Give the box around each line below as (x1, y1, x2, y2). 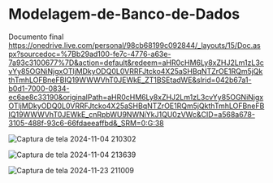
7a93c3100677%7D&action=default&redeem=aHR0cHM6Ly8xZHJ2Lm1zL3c (8, 58, 264, 68)
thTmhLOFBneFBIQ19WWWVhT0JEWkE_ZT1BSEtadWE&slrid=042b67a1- (8, 75, 252, 85)
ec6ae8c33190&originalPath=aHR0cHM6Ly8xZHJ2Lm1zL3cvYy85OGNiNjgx (8, 92, 264, 102)
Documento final (8, 32, 64, 41)
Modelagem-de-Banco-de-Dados (8, 5, 240, 24)
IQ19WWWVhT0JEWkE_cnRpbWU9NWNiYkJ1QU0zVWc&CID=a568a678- (8, 109, 256, 119)
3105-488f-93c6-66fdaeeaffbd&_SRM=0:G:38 (8, 118, 164, 128)
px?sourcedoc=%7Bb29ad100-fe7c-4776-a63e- (8, 49, 171, 59)
